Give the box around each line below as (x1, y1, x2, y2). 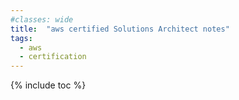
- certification (19, 52, 87, 62)
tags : (10, 33, 33, 43)
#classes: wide (10, 14, 74, 25)
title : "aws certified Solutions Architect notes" (10, 24, 230, 34)
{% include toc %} (10, 79, 87, 91)
